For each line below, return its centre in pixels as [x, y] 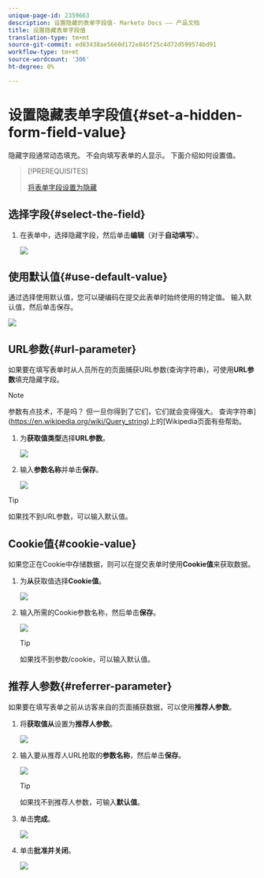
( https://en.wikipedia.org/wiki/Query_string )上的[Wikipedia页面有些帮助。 [127, 422]
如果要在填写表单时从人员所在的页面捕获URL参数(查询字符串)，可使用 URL [128, 370]
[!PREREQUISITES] [58, 171]
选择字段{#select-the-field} [77, 215]
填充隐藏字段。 [39, 380]
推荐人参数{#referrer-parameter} [90, 686]
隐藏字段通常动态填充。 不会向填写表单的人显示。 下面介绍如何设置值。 [124, 155]
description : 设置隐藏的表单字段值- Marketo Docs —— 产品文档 [104, 23]
